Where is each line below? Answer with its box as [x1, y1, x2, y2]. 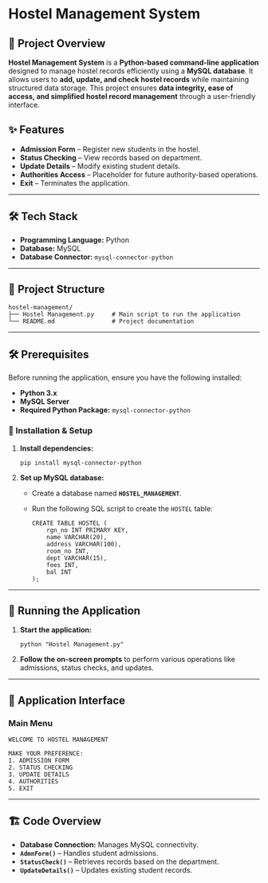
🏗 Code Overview [8, 814, 102, 828]
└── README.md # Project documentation [8, 317, 195, 325]
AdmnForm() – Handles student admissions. [19, 848, 159, 857]
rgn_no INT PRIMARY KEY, [46, 526, 129, 534]
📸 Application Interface [8, 693, 126, 707]
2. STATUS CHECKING [8, 763, 73, 772]
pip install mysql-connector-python [19, 459, 142, 467]
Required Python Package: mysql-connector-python [19, 405, 191, 415]
